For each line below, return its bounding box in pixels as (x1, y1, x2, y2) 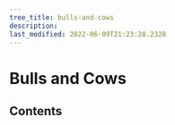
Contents (9, 104, 63, 119)
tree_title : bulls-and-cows (9, 12, 115, 22)
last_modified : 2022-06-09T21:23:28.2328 (9, 29, 167, 38)
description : (9, 21, 58, 30)
